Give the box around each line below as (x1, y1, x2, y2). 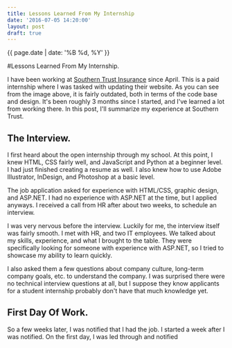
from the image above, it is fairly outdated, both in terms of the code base (7, 90, 218, 98)
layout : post (7, 23, 45, 30)
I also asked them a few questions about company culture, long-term (7, 265, 204, 273)
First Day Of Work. (7, 306, 89, 319)
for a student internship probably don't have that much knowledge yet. (7, 287, 209, 295)
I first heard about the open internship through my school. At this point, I (7, 150, 213, 159)
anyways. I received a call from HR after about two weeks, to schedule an (7, 201, 217, 209)
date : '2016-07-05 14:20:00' (7, 17, 91, 24)
